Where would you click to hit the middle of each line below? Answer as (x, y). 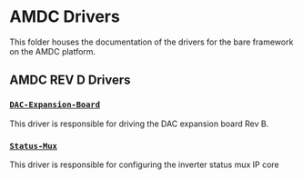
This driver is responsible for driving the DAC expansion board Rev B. (139, 124)
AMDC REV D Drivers (70, 80)
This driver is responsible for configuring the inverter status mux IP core (144, 164)
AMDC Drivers (65, 17)
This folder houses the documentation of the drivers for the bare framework (151, 42)
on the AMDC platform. (53, 51)
